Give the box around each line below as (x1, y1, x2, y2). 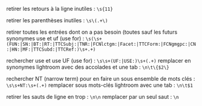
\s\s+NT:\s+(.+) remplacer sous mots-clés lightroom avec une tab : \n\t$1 (6, 81, 194, 89)
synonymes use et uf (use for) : (6, 35, 85, 42)
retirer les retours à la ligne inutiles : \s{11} (6, 5, 113, 12)
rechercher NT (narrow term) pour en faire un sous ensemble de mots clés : (6, 75, 195, 82)
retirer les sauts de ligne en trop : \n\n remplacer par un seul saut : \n (6, 93, 180, 100)
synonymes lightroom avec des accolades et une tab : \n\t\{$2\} (6, 63, 169, 70)
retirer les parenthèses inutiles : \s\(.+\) (6, 17, 108, 23)
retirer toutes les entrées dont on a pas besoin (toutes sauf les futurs (6, 28, 178, 36)
